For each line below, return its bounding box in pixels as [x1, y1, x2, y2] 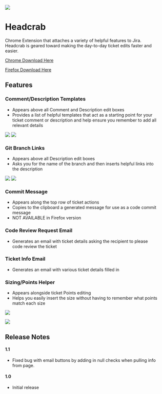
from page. [12, 362, 35, 368]
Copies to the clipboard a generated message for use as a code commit [12, 205, 157, 210]
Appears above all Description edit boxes [12, 155, 95, 161]
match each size [12, 300, 45, 306]
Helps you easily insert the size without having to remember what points [12, 295, 158, 301]
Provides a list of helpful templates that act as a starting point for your [12, 112, 153, 118]
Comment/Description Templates [5, 96, 86, 103]
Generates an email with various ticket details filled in [12, 267, 120, 272]
